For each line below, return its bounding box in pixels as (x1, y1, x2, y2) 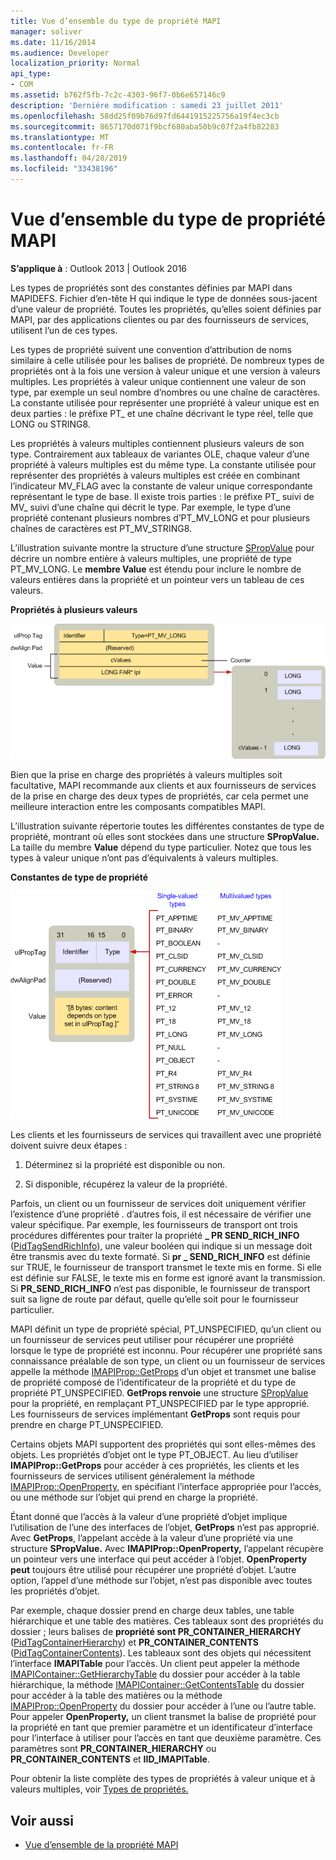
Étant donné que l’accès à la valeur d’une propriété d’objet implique (10, 1511, 288, 1523)
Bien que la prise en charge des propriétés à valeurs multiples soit (10, 769, 283, 781)
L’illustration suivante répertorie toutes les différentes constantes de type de (10, 820, 325, 832)
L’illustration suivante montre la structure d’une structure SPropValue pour (10, 541, 315, 554)
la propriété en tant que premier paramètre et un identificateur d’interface (10, 1721, 313, 1734)
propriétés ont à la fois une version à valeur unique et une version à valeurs (10, 365, 321, 377)
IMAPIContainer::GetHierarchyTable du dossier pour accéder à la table (10, 1668, 301, 1680)
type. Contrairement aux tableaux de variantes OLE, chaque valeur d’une (10, 448, 310, 460)
